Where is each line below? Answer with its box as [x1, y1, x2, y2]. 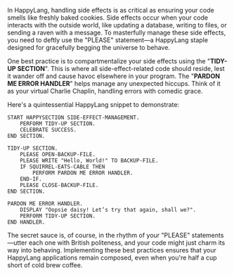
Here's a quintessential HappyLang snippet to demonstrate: [7, 101, 180, 108]
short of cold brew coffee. [7, 261, 83, 269]
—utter [7, 238, 27, 247]
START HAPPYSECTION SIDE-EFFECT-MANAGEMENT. [7, 114, 140, 121]
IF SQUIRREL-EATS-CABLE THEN [20, 163, 105, 170]
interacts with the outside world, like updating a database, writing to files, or [7, 21, 227, 29]
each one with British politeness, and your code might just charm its [28, 238, 226, 247]
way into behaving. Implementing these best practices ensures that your [7, 246, 216, 254]
